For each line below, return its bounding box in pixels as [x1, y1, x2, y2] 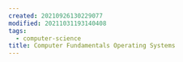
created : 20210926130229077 [8, 11, 104, 20]
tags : [8, 27, 27, 35]
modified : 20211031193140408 [8, 19, 107, 27]
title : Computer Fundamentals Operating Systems [8, 42, 176, 50]
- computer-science [15, 34, 82, 43]
